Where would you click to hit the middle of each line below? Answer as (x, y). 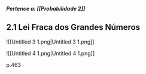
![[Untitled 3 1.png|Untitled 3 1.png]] (50, 42)
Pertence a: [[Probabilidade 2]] (46, 9)
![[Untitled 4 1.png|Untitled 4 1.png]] (50, 53)
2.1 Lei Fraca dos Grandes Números (73, 27)
